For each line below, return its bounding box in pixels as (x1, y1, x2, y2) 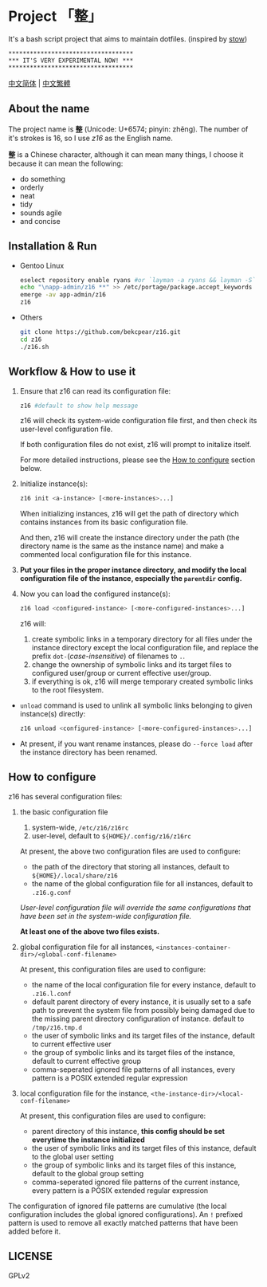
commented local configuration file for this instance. (19, 550, 192, 559)
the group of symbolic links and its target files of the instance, (31, 1047, 235, 1057)
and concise (19, 216, 61, 226)
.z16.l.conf (31, 990, 72, 998)
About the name (8, 102, 90, 116)
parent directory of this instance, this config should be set (31, 1126, 226, 1136)
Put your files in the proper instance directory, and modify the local (19, 565, 247, 575)
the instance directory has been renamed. (19, 747, 158, 757)
